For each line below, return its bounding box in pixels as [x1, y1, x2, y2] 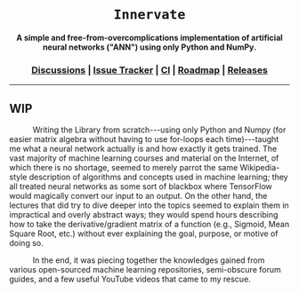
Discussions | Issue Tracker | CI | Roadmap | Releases [30, 64, 269, 76]
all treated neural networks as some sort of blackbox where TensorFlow [9, 181, 273, 192]
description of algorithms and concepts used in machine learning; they [28, 171, 288, 183]
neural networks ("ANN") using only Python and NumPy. [43, 42, 256, 52]
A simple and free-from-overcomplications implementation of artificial [16, 32, 283, 43]
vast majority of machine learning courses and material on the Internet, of [9, 153, 279, 163]
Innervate [113, 6, 186, 23]
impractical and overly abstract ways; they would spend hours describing [9, 210, 279, 220]
